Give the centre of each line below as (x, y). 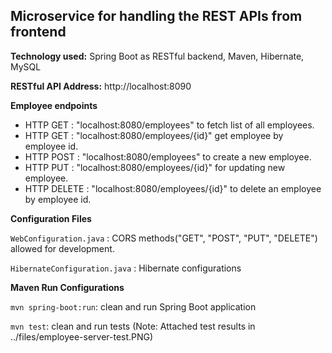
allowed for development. (62, 248)
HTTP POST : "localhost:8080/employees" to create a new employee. (168, 156)
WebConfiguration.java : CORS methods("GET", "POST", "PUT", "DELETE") (164, 238)
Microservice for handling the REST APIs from (156, 16)
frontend (38, 32)
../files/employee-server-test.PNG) (82, 336)
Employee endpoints (54, 105)
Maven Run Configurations (67, 287)
